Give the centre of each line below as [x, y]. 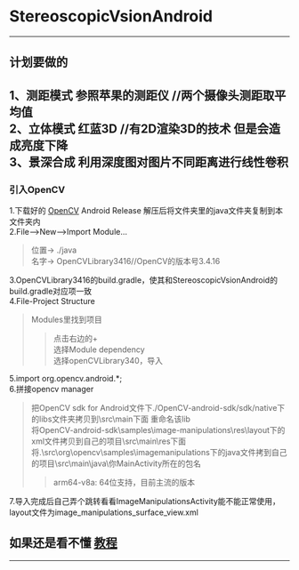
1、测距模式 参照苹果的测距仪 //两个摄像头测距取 [142, 95]
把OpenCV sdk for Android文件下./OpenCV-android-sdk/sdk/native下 [158, 408]
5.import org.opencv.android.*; [66, 379]
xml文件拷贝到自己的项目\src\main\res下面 [109, 441]
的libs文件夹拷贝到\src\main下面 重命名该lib [111, 419]
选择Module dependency [99, 349]
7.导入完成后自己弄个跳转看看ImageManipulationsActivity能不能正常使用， [145, 502]
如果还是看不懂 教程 [63, 543]
